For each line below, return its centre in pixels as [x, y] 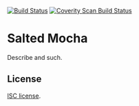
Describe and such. [35, 57]
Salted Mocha [47, 39]
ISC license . [24, 96]
